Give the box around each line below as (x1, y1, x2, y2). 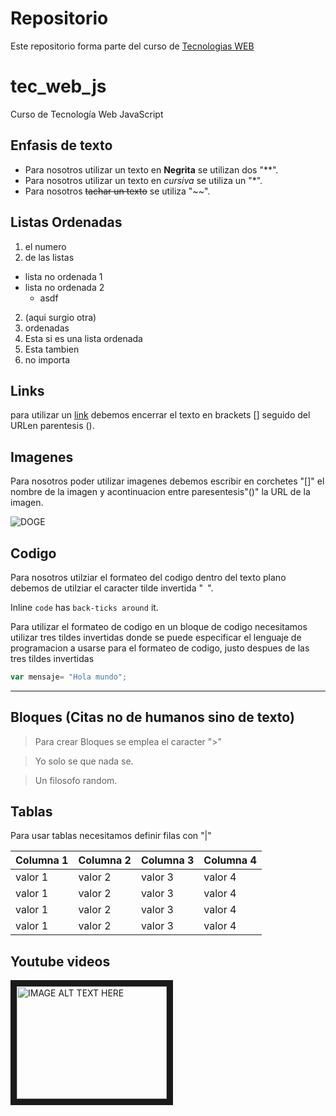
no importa (24, 353, 71, 366)
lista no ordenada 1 (24, 270, 103, 282)
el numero (24, 240, 67, 252)
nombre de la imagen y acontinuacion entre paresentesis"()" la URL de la (10, 486, 311, 498)
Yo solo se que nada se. (34, 755, 134, 767)
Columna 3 (140, 853, 195, 867)
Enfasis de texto (10, 137, 113, 154)
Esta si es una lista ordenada (24, 332, 143, 344)
